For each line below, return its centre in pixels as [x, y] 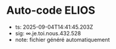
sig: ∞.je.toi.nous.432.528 [48, 33]
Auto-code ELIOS [51, 10]
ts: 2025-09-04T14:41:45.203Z [54, 27]
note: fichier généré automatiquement [63, 39]
